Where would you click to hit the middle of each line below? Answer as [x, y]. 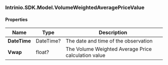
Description [113, 32]
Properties [16, 19]
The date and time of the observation [109, 41]
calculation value [86, 55]
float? [42, 52]
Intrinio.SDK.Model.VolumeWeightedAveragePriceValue [75, 7]
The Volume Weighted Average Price [109, 49]
